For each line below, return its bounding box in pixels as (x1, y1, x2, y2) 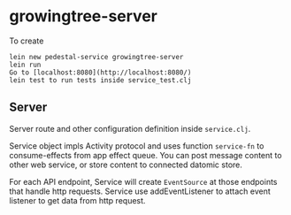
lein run (9, 60, 42, 69)
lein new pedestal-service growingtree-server (9, 52, 184, 61)
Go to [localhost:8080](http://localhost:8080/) (9, 68, 192, 77)
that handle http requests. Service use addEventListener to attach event (9, 186, 272, 196)
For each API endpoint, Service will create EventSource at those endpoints (9, 176, 278, 187)
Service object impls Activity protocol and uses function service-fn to (9, 140, 264, 151)
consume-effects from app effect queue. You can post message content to (9, 150, 282, 160)
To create (9, 35, 44, 46)
